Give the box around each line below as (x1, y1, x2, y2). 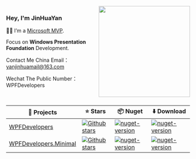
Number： (52, 75, 78, 82)
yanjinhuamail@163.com (6, 63, 65, 70)
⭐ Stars (85, 107, 106, 115)
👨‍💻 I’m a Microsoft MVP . (6, 27, 64, 34)
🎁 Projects (28, 108, 57, 116)
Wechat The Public (6, 75, 51, 82)
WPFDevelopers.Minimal (9, 140, 76, 148)
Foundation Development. (6, 45, 69, 52)
